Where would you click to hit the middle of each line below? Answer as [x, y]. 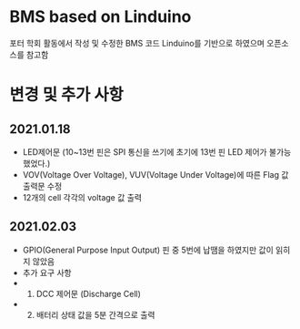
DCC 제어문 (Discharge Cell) [88, 293]
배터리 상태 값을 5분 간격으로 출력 [95, 314]
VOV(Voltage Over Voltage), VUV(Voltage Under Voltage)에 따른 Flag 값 [155, 174]
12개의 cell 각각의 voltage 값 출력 [82, 197]
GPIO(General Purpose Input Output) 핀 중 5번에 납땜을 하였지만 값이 [148, 250]
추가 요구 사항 [47, 272]
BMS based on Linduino [100, 17]
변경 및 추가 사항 [67, 95]
